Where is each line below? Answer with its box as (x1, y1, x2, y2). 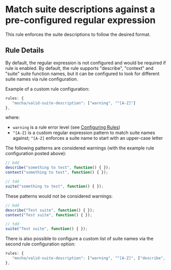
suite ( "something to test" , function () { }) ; (5, 184, 104, 189)
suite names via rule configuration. (5, 76, 78, 82)
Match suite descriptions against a (5, 4, 155, 15)
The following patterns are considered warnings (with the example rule (5, 145, 155, 151)
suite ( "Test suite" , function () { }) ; (5, 226, 88, 232)
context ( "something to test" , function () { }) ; (5, 170, 109, 175)
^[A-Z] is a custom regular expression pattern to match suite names (12, 130, 156, 136)
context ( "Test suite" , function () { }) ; (5, 212, 93, 217)
